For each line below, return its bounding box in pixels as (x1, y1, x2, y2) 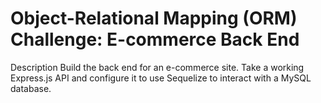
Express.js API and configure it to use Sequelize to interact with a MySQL (10, 72, 312, 84)
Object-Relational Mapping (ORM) (10, 7, 298, 30)
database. (10, 82, 52, 94)
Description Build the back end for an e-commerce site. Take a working (10, 61, 305, 73)
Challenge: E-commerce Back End (10, 28, 300, 51)
